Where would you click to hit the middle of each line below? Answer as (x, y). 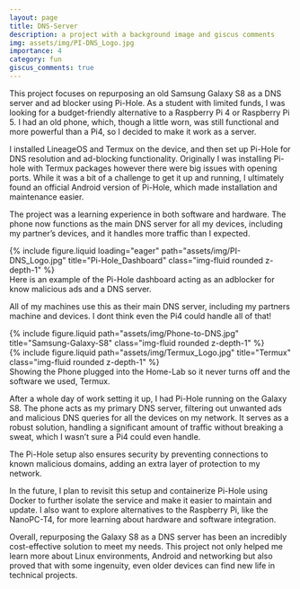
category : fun (36, 59)
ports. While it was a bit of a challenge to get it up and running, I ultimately (147, 177)
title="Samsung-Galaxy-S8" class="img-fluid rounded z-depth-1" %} (137, 343)
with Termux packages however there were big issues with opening (152, 168)
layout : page (34, 18)
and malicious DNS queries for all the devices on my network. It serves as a (149, 417)
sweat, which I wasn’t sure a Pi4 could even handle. (105, 436)
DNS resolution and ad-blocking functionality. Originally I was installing (141, 158)
